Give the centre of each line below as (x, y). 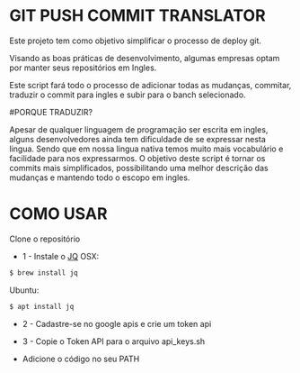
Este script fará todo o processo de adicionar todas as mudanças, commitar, (150, 85)
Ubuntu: (24, 290)
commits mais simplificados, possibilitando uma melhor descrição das (139, 168)
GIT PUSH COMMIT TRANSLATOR (138, 16)
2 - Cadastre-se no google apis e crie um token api (117, 323)
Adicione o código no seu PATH (81, 359)
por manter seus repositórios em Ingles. (83, 68)
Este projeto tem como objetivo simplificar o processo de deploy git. (136, 41)
